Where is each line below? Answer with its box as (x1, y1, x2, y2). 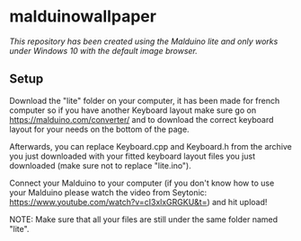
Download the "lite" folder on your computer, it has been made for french (9, 95, 280, 106)
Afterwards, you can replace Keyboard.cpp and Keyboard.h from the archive (9, 141, 292, 151)
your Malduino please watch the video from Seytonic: (9, 186, 208, 198)
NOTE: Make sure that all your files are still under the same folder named (9, 213, 279, 225)
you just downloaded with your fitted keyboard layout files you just (9, 151, 256, 161)
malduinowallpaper (9, 6, 157, 27)
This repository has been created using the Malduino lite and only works (9, 36, 279, 47)
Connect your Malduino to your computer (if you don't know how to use (9, 177, 275, 188)
